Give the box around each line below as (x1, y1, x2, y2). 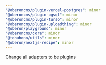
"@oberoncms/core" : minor (5, 31, 60, 36)
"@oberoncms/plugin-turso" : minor (5, 17, 79, 22)
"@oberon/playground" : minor (5, 26, 67, 31)
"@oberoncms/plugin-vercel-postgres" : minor (5, 7, 101, 13)
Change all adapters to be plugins (5, 54, 76, 60)
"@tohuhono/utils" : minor (5, 36, 60, 41)
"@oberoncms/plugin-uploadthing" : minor (5, 21, 92, 27)
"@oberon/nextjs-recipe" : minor (5, 40, 74, 45)
